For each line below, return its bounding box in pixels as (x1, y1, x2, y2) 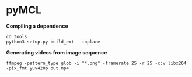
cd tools (6, 34, 27, 39)
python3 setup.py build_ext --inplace (6, 39, 100, 45)
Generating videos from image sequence (6, 49, 107, 56)
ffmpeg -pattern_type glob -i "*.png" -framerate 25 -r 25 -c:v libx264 (6, 60, 187, 66)
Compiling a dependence (6, 23, 68, 30)
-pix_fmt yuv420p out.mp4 (6, 65, 69, 71)
